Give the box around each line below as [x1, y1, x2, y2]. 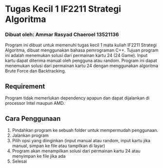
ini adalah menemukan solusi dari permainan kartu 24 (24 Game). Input [5, 53, 147, 58]
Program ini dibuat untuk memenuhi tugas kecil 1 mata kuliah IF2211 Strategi [5, 42, 157, 48]
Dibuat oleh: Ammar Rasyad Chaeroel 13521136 [5, 31, 119, 38]
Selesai [12, 158, 27, 164]
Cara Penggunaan [5, 114, 61, 123]
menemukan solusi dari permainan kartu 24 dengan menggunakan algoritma [5, 63, 159, 69]
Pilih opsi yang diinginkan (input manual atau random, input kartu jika [12, 138, 151, 144]
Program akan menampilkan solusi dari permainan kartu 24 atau [12, 148, 141, 154]
